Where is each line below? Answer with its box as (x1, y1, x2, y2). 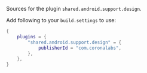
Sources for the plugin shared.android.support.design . (6, 5, 142, 12)
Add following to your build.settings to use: (6, 17, 117, 23)
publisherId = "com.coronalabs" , (38, 45, 121, 51)
